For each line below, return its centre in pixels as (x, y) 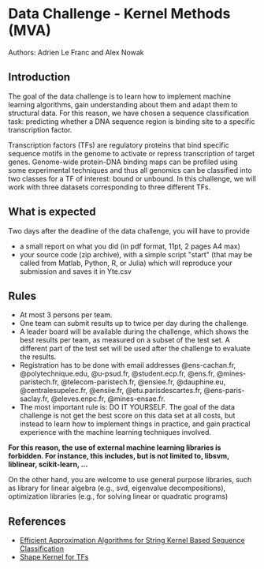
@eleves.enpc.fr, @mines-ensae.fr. (108, 399)
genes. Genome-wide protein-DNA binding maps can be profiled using (123, 162)
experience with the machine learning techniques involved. (115, 432)
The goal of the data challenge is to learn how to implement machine (119, 96)
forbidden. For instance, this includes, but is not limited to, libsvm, (119, 456)
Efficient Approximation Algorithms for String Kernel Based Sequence (132, 541)
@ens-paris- (224, 391)
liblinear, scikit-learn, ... (48, 464)
